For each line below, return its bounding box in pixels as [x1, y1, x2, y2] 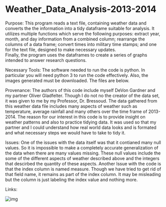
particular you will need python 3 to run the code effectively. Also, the [5, 72, 149, 78]
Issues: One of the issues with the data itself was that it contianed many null [5, 139, 161, 145]
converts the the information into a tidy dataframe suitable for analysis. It [5, 25, 155, 31]
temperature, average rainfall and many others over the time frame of [5, 108, 148, 114]
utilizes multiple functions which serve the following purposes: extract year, [5, 30, 161, 36]
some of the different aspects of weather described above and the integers [5, 155, 160, 161]
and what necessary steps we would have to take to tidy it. [5, 129, 126, 135]
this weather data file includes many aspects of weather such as [5, 103, 138, 109]
